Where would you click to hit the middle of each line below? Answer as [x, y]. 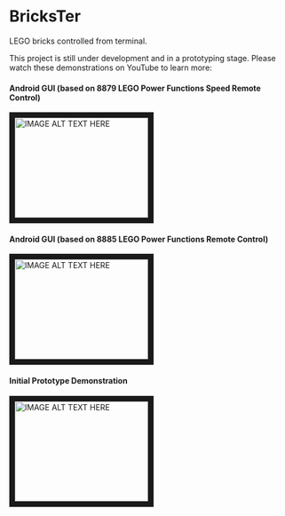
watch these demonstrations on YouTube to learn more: [111, 67]
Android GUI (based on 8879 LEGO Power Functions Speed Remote [135, 88]
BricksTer [45, 16]
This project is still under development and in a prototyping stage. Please [143, 58]
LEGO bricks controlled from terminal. [79, 41]
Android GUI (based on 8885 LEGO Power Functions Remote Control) [139, 239]
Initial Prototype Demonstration [68, 380]
